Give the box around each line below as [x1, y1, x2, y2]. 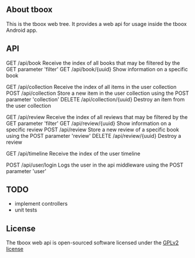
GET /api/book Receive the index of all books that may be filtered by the [6, 59, 180, 67]
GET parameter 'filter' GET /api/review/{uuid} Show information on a [6, 120, 172, 127]
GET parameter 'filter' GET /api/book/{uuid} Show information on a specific [6, 65, 188, 72]
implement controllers [14, 200, 68, 207]
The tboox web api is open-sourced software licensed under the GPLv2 [6, 239, 179, 246]
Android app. [6, 27, 38, 34]
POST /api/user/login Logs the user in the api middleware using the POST [6, 161, 184, 168]
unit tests [14, 206, 38, 214]
